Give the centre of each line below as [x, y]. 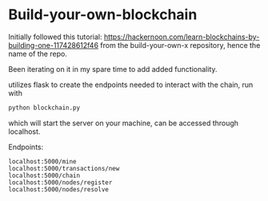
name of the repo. [38, 53]
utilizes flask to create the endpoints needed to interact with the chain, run [131, 85]
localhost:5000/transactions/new [64, 168]
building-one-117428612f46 [53, 45]
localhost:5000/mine [43, 161]
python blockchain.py [44, 108]
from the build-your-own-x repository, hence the [180, 45]
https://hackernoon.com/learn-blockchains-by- [182, 37]
